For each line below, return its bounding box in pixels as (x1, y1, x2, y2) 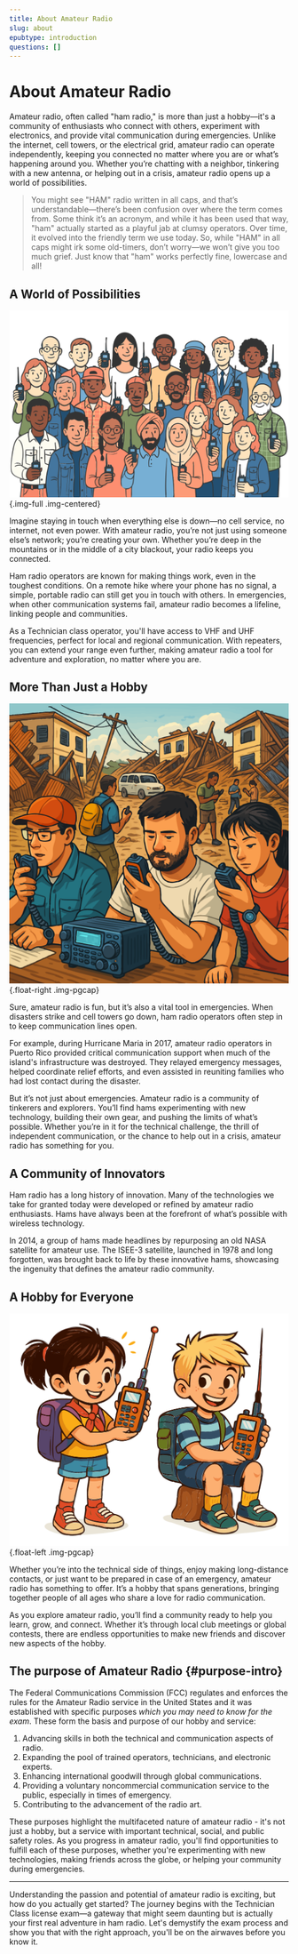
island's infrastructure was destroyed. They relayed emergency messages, (9, 1057, 282, 1068)
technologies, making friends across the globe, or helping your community (9, 1854, 282, 1864)
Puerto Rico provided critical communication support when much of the (9, 1047, 271, 1058)
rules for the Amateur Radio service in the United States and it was (9, 1696, 253, 1707)
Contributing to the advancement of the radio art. (21, 1798, 202, 1809)
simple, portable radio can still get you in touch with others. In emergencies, (9, 589, 286, 600)
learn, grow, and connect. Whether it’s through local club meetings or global (9, 1619, 286, 1630)
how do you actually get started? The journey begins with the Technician (9, 1898, 275, 1909)
